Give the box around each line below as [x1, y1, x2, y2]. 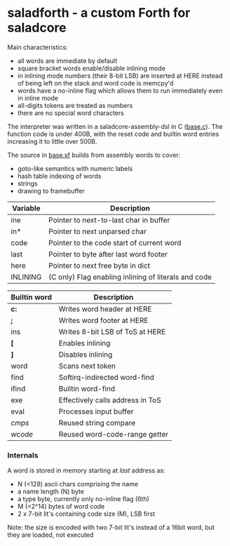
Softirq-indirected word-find [58, 372, 154, 382]
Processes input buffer [58, 407, 134, 416]
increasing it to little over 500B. [7, 137, 97, 145]
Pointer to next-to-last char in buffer [48, 215, 170, 225]
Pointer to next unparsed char [48, 226, 147, 236]
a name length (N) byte [17, 487, 84, 496]
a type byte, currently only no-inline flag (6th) [17, 495, 149, 503]
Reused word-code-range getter [58, 429, 169, 439]
